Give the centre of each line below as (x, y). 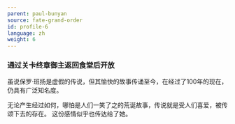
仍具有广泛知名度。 (35, 91)
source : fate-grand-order (45, 20)
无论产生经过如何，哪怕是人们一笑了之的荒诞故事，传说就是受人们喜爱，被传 (117, 105)
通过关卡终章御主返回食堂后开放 (61, 65)
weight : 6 (22, 40)
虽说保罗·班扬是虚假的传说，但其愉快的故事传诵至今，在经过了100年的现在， (117, 82)
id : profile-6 (28, 26)
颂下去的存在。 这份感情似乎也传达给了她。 (69, 114)
